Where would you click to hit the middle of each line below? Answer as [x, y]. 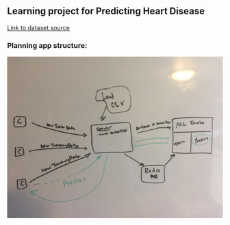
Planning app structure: [47, 45]
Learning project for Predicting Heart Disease [106, 11]
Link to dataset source [39, 27]
